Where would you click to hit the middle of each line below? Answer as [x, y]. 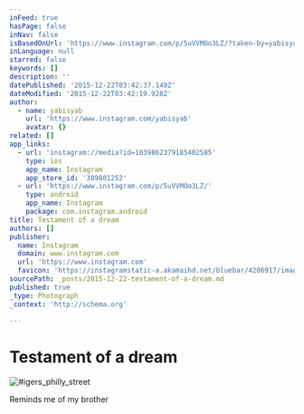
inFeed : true [34, 18]
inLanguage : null [42, 52]
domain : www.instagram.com [68, 254]
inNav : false [34, 34]
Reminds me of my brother [59, 400]
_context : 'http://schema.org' [68, 304]
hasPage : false [38, 26]
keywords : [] [34, 69]
